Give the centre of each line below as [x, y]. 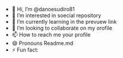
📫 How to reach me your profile [51, 35]
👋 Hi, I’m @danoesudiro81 [43, 9]
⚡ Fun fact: [25, 50]
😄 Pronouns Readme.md [42, 43]
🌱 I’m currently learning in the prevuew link [64, 22]
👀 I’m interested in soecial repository [56, 15]
